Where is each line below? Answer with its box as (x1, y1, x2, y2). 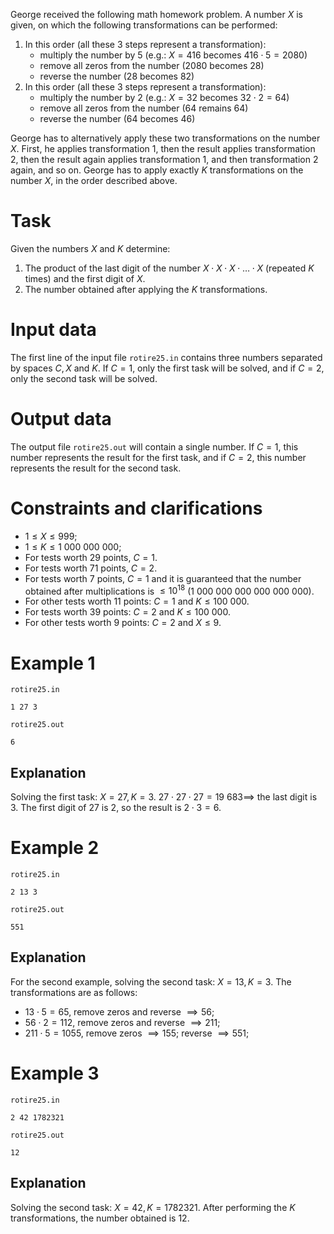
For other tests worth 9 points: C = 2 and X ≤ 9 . (24, 617, 222, 629)
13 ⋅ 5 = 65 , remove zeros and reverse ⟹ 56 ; (24, 1005, 215, 1018)
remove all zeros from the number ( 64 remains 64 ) (39, 102, 249, 114)
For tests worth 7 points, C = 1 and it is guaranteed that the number (24, 572, 302, 584)
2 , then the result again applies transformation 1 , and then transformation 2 (10, 154, 319, 165)
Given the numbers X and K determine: (10, 242, 171, 254)
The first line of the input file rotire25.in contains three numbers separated (10, 351, 323, 363)
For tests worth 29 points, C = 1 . (24, 551, 158, 563)
